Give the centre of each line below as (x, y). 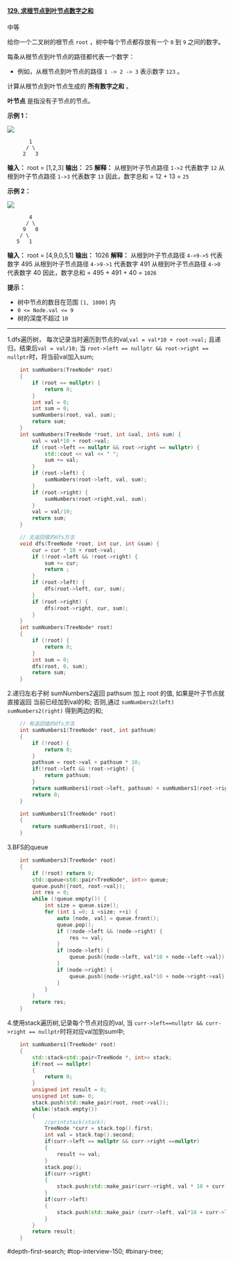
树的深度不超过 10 (43, 318)
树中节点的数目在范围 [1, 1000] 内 (67, 302)
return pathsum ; (68, 776)
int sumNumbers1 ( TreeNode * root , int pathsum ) (88, 731)
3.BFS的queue (28, 847)
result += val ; (78, 1154)
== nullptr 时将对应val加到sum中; (77, 1032)
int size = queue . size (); (81, 905)
